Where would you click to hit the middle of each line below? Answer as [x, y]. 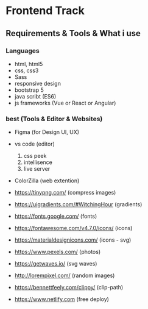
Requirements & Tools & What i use [73, 33]
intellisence [38, 162]
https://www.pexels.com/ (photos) [58, 252]
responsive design [38, 83]
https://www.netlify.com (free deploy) [62, 299]
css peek [35, 156]
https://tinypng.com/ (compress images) [65, 193]
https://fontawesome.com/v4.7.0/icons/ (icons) [73, 228]
